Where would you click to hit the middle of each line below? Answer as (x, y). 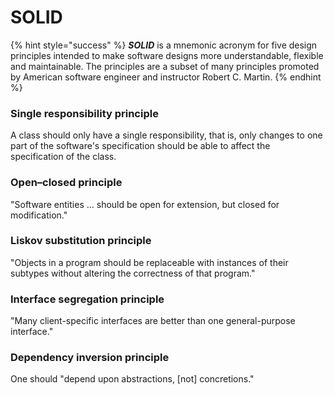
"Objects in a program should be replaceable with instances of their (149, 262)
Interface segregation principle (87, 299)
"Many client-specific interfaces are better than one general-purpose (153, 321)
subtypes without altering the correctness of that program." (133, 273)
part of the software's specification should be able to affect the (140, 146)
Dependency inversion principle (90, 358)
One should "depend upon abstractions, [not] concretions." (132, 379)
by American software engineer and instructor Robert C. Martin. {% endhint (166, 77)
